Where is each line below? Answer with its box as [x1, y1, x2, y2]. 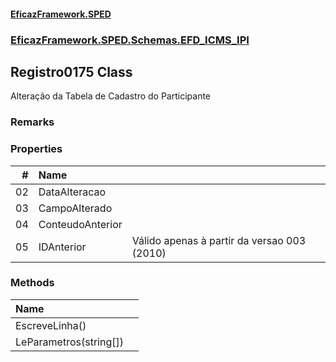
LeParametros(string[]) [15, 335, 124, 349]
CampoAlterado [38, 201, 113, 215]
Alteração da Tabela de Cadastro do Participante [10, 90, 212, 102]
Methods [10, 276, 55, 290]
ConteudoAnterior [38, 217, 123, 231]
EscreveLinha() [15, 318, 87, 332]
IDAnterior [38, 240, 87, 254]
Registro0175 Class [10, 63, 133, 80]
